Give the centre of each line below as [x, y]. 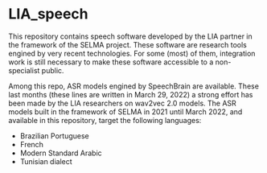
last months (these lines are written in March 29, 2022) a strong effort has [131, 94]
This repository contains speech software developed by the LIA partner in [131, 36]
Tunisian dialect [46, 161]
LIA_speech [48, 14]
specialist [24, 70]
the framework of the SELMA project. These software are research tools [127, 44]
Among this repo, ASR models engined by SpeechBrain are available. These [134, 86]
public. [53, 70]
